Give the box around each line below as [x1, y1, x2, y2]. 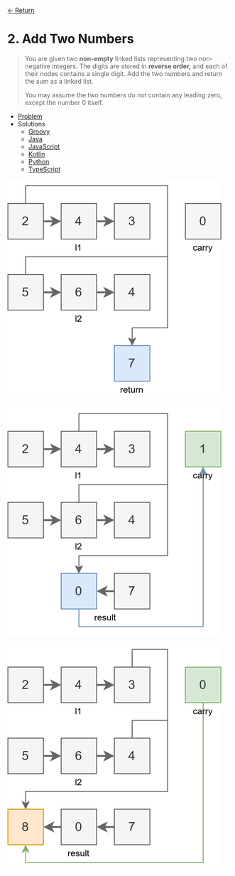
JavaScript [28, 142, 60, 151]
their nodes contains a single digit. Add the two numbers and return [24, 69, 223, 77]
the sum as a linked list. [24, 77, 94, 85]
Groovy [28, 127, 50, 136]
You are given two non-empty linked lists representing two [24, 54, 197, 63]
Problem [17, 112, 43, 120]
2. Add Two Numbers [7, 31, 134, 47]
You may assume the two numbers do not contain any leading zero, [24, 90, 222, 99]
